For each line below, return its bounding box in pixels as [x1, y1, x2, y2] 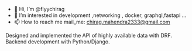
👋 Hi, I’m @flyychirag [13, 6, 65, 12]
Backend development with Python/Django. [5, 38, 110, 45]
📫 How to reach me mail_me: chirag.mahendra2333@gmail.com [13, 18, 170, 25]
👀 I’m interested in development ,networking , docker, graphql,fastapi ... [13, 12, 187, 19]
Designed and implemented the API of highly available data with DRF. [5, 32, 172, 39]
